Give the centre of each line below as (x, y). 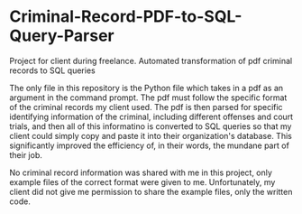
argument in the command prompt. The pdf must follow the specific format (148, 98)
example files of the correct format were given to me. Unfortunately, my (142, 181)
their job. (26, 154)
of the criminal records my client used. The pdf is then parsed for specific (146, 107)
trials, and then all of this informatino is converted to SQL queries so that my (151, 126)
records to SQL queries (53, 70)
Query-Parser (62, 36)
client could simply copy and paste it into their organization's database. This (151, 135)
